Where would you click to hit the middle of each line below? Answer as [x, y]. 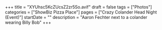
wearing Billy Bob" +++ [28, 22]
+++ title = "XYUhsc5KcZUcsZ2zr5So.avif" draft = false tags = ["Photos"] [79, 7]
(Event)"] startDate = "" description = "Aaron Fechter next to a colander [76, 17]
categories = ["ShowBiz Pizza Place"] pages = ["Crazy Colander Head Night [81, 12]
